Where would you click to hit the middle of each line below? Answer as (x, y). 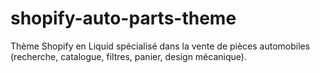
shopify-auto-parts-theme (123, 18)
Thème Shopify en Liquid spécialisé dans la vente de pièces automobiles (160, 46)
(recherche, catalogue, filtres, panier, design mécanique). (128, 56)
